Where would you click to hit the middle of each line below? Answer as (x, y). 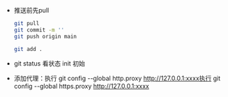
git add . (28, 49)
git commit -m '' (39, 30)
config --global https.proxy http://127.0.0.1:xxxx (82, 86)
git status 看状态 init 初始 (49, 63)
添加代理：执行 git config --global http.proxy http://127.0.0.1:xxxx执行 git (117, 78)
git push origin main (45, 36)
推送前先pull (31, 10)
